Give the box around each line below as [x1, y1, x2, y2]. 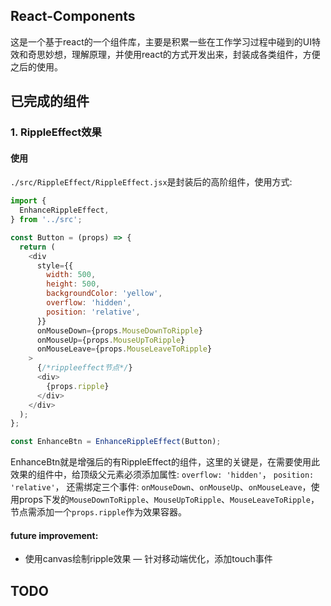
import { [10, 196, 47, 206]
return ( [19, 242, 56, 252]
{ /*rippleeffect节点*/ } [36, 363, 133, 373]
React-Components [10, 8, 136, 25]
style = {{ [36, 260, 74, 271]
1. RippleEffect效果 [10, 125, 102, 139]
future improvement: [10, 529, 99, 541]
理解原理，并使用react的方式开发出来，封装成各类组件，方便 [71, 48, 321, 60]
